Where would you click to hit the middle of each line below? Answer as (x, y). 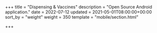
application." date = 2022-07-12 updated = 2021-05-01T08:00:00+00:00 (78, 12)
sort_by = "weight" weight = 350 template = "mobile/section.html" (72, 17)
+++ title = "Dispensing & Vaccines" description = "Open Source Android (79, 7)
